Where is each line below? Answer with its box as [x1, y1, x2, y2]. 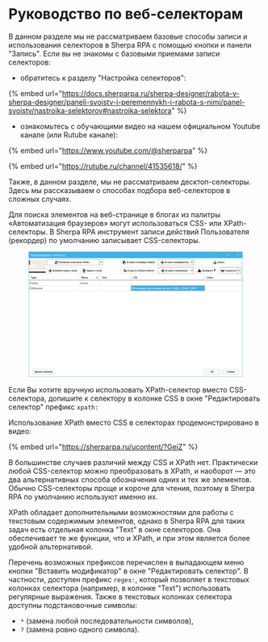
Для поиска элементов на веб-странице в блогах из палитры [8, 209, 220, 219]
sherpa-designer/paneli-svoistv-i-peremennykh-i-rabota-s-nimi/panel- [8, 97, 245, 107]
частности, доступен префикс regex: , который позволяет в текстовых [8, 575, 250, 585]
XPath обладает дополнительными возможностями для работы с [8, 508, 234, 518]
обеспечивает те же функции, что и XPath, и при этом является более [8, 534, 250, 543]
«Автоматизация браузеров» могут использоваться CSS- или [8, 218, 222, 228]
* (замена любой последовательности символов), [19, 616, 194, 626]
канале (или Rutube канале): [19, 130, 119, 140]
